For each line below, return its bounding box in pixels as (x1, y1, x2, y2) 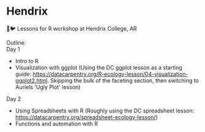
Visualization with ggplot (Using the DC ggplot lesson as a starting (15, 64, 182, 71)
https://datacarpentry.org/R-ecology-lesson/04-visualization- (32, 70, 188, 78)
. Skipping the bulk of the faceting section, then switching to (47, 76, 199, 84)
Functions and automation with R (15, 120, 99, 127)
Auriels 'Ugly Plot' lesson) (15, 83, 81, 90)
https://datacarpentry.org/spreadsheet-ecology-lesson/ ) (15, 113, 158, 120)
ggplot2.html (15, 76, 48, 84)
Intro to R (15, 57, 39, 65)
